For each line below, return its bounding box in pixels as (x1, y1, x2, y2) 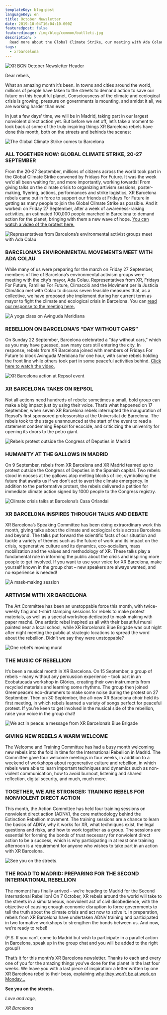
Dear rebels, (5, 72, 31, 78)
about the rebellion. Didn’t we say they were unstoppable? (5, 635, 124, 641)
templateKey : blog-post (5, 7, 55, 12)
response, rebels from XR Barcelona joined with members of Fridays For (5, 347, 153, 353)
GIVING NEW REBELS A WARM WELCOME (5, 732, 108, 739)
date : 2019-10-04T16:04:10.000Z (5, 21, 72, 26)
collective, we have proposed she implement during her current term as (5, 293, 152, 299)
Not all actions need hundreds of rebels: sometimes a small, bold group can (5, 397, 160, 403)
